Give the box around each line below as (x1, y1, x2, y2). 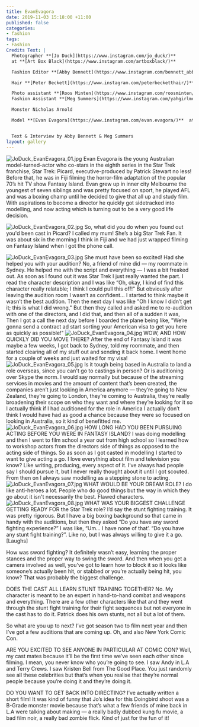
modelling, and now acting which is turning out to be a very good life (6, 205, 174, 212)
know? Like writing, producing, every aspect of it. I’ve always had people (6, 461, 184, 468)
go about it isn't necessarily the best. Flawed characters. (6, 493, 145, 500)
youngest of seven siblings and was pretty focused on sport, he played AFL (6, 186, 191, 193)
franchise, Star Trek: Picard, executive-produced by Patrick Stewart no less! (6, 167, 192, 175)
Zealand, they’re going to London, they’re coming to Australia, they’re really (6, 392, 190, 399)
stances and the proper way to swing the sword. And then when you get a (6, 555, 187, 562)
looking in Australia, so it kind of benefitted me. (6, 417, 121, 425)
